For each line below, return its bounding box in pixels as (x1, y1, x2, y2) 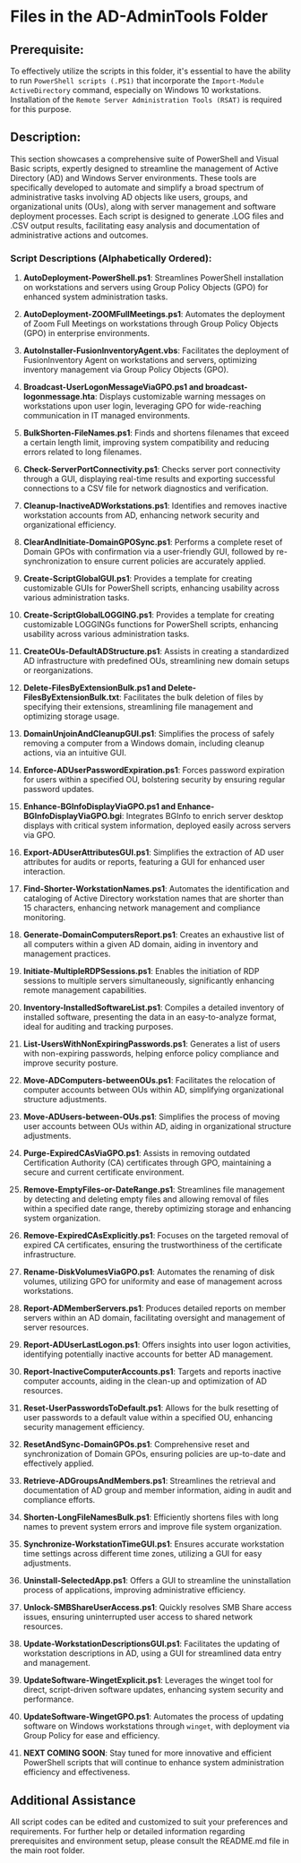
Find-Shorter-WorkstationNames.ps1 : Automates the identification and (22, 884, 290, 894)
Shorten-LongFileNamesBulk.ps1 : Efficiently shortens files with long (22, 1512, 279, 1522)
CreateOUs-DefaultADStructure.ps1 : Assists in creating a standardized (22, 646, 289, 657)
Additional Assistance (10, 1792, 136, 1807)
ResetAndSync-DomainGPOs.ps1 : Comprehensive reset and (22, 1439, 250, 1450)
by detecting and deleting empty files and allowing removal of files (22, 1194, 270, 1204)
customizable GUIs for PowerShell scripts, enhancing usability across (22, 582, 280, 593)
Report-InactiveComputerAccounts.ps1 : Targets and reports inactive (22, 1367, 281, 1377)
